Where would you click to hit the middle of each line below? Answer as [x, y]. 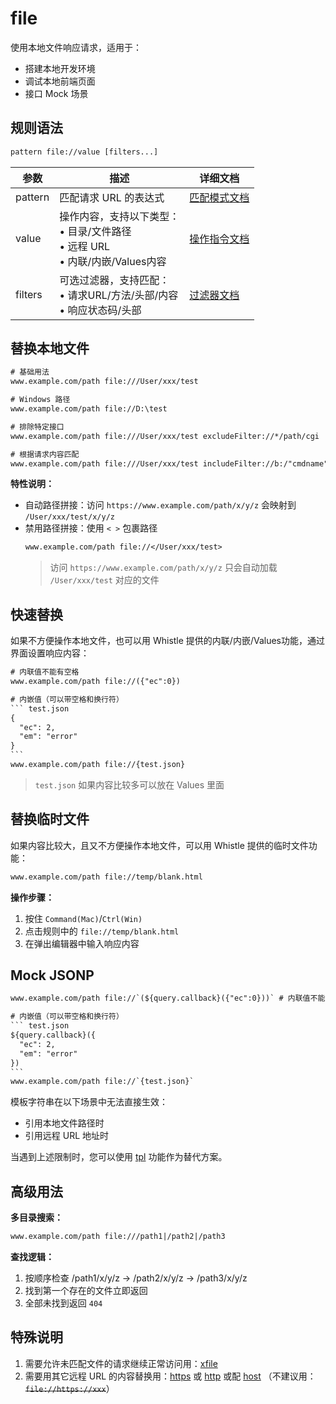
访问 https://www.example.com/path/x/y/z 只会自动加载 [163, 568]
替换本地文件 [50, 348]
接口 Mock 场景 [56, 93]
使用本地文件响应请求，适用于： [76, 47]
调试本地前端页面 [60, 81]
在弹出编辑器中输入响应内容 [82, 943]
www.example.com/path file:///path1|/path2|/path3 [118, 1237]
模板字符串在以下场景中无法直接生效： [89, 1102]
